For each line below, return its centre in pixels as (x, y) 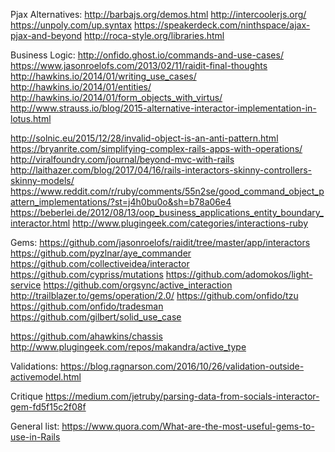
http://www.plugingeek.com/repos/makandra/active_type (128, 347)
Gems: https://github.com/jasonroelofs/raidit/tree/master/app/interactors (160, 242)
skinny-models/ (42, 180)
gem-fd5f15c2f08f (48, 407)
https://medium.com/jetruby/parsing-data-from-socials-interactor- (182, 396)
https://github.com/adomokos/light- (239, 274)
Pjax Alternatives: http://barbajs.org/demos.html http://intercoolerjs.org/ (158, 14)
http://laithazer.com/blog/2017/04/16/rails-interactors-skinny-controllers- (161, 170)
